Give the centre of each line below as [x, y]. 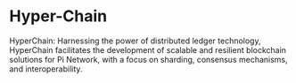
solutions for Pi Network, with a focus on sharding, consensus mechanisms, [148, 59]
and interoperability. [46, 69]
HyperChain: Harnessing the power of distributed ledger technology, [135, 41]
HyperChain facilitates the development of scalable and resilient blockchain [148, 49]
